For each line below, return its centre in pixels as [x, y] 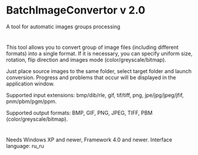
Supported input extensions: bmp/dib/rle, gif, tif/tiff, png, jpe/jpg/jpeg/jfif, [95, 95]
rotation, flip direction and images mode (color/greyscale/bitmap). [86, 60]
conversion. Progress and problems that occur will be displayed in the [91, 78]
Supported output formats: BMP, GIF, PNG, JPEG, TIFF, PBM [79, 113]
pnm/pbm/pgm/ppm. [32, 101]
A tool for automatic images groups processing [63, 27]
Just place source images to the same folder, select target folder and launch [99, 71]
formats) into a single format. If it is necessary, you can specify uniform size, [100, 54]
